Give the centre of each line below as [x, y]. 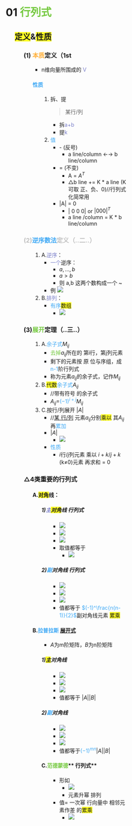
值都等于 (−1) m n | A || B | [85, 750]
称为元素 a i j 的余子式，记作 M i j [85, 377]
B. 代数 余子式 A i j [60, 386]
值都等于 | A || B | [78, 698]
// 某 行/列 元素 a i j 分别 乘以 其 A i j [88, 418]
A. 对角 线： [46, 495]
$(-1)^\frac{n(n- [101, 607]
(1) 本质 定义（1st [47, 55]
